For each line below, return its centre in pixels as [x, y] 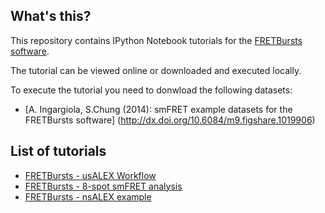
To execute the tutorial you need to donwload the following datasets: [151, 90]
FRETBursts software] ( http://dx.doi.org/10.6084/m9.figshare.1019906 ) [170, 120]
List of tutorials [58, 151]
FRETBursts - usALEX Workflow [90, 175]
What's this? [51, 16]
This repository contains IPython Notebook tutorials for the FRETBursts [156, 40]
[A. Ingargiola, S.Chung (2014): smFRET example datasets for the [158, 109]
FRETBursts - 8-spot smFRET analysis [103, 186]
